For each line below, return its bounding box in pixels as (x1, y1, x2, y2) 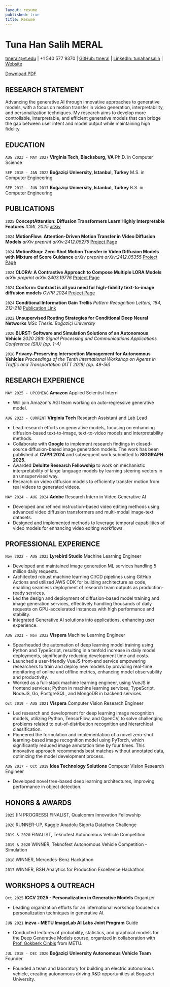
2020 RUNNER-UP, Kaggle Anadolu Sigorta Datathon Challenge (5, 822, 137, 828)
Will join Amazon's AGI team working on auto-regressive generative (12, 399, 154, 405)
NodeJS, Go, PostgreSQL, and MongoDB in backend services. (12, 691, 143, 697)
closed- (136, 440, 152, 447)
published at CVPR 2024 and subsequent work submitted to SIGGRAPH (12, 451, 163, 457)
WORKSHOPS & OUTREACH (5, 881, 95, 890)
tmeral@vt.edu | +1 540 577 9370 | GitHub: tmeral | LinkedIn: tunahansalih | (5, 55, 163, 61)
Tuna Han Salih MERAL (5, 39, 103, 50)
